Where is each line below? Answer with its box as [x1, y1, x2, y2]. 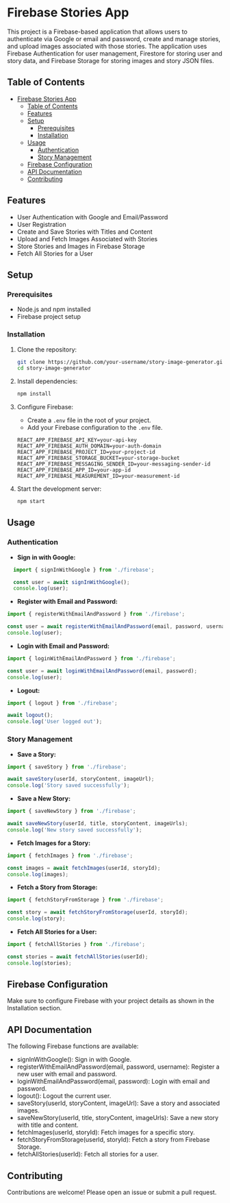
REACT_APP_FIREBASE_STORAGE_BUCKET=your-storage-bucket [16, 454, 180, 462]
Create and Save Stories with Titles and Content [16, 228, 153, 236]
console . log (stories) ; [7, 960, 72, 967]
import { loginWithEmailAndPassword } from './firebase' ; [7, 655, 176, 662]
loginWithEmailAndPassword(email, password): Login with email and [16, 1078, 210, 1086]
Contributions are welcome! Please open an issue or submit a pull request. [7, 1188, 217, 1197]
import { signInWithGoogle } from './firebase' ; [13, 566, 155, 573]
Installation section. [7, 1004, 62, 1012]
